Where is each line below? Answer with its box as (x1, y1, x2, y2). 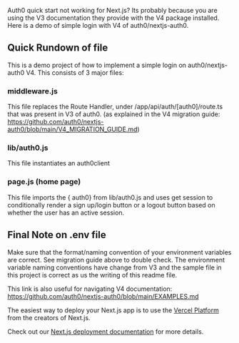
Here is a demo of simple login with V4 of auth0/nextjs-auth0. (7, 21, 189, 29)
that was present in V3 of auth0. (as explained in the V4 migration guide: (7, 110, 220, 118)
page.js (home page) (7, 177, 81, 187)
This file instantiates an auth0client (7, 159, 111, 168)
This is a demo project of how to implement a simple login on (7, 61, 187, 69)
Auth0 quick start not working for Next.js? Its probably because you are (7, 6, 218, 14)
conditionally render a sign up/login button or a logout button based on (7, 200, 215, 209)
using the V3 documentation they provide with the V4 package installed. (7, 14, 220, 22)
